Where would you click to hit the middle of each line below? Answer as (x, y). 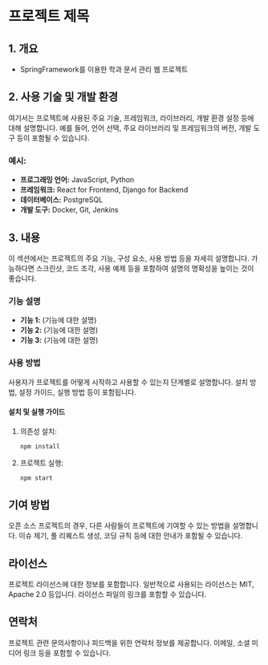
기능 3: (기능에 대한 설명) (59, 340)
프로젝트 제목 (49, 16)
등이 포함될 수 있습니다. (53, 138)
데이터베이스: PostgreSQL (61, 200)
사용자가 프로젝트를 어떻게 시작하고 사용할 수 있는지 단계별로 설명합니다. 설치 (128, 382)
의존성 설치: (39, 431)
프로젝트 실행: (42, 463)
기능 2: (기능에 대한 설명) (59, 330)
